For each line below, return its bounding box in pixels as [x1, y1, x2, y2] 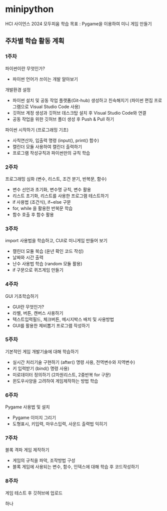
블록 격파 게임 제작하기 [5, 447, 49, 453]
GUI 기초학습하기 [5, 293, 38, 299]
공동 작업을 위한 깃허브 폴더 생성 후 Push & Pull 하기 [12, 116, 114, 122]
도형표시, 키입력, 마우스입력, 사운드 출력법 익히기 [12, 421, 107, 427]
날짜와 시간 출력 [12, 254, 43, 261]
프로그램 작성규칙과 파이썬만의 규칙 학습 [12, 150, 90, 156]
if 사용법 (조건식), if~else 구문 [12, 199, 71, 205]
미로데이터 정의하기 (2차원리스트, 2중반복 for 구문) [12, 371, 111, 377]
